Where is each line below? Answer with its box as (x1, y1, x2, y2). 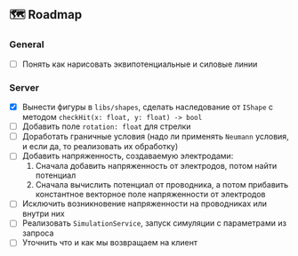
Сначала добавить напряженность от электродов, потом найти (35, 161, 278, 172)
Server (9, 81, 40, 93)
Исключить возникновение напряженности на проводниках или (21, 198, 268, 209)
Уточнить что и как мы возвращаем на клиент (21, 237, 198, 248)
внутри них (21, 208, 65, 220)
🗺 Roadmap (9, 7, 83, 22)
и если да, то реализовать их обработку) (21, 141, 179, 152)
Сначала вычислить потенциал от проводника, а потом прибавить (35, 180, 289, 190)
